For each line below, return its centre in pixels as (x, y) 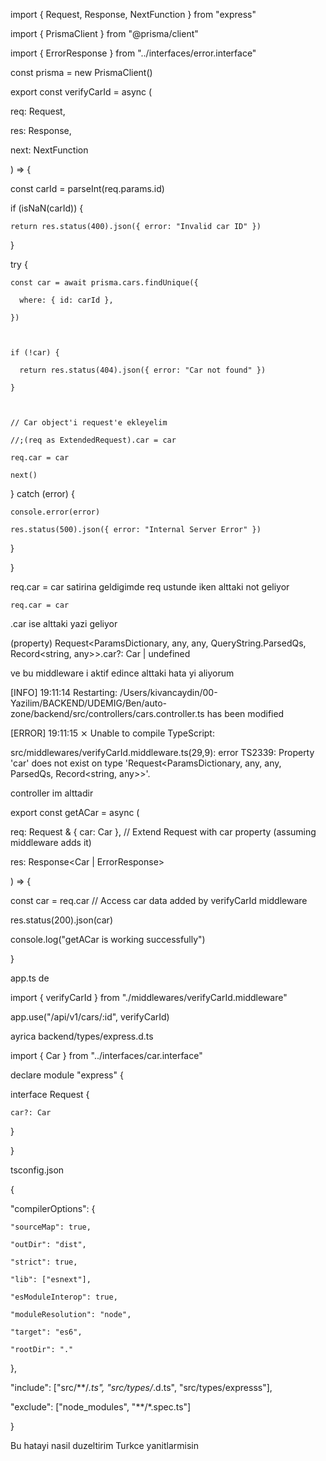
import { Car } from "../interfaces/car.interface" (106, 1055)
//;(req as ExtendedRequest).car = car (93, 440)
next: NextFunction (49, 150)
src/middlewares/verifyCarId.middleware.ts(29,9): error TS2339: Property (162, 752)
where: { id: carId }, (66, 300)
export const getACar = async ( (75, 812)
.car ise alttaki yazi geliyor (64, 623)
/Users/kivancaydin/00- (168, 692)
